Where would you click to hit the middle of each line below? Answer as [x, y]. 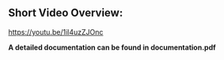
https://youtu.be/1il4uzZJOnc [56, 32]
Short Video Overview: [66, 13]
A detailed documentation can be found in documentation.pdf [112, 47]
